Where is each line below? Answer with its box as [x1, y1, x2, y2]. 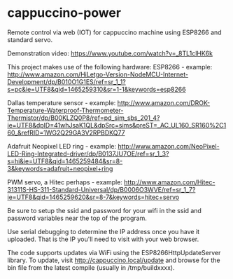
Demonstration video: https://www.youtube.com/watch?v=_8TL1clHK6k [7, 49, 213, 57]
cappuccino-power [7, 5, 121, 21]
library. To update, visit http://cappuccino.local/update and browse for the [7, 256, 220, 264]
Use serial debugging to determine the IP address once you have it [7, 227, 200, 236]
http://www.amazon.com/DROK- [117, 98, 211, 107]
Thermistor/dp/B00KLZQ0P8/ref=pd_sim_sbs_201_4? [7, 114, 160, 122]
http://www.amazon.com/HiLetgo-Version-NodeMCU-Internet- [7, 70, 189, 79]
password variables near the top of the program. [7, 214, 147, 222]
